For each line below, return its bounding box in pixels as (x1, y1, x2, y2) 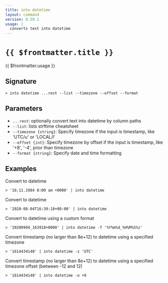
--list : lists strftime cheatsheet (12, 123, 79, 129)
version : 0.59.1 (5, 17, 39, 22)
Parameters (5, 104, 43, 113)
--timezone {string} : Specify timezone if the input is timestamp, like (12, 128, 155, 134)
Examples (5, 164, 37, 173)
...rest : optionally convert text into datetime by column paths (12, 118, 142, 124)
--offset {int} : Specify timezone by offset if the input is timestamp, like (12, 139, 163, 145)
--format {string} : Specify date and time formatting (12, 150, 122, 156)
